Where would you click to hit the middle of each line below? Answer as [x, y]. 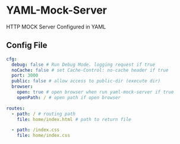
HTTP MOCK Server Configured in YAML [56, 27]
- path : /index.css [36, 130]
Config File [27, 45]
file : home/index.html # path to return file [74, 119]
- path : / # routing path [44, 114]
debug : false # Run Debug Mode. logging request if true [83, 65]
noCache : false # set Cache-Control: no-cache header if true [90, 70]
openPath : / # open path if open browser [69, 97]
